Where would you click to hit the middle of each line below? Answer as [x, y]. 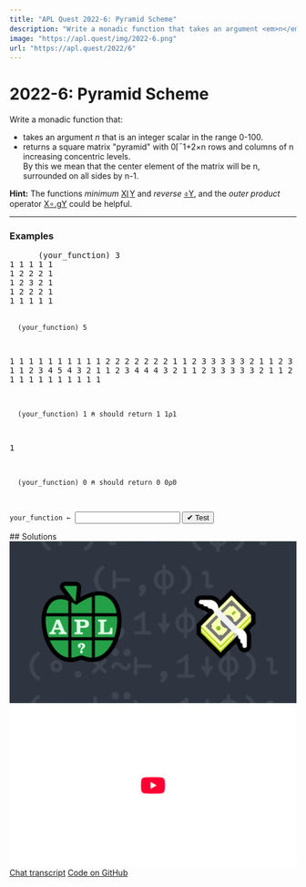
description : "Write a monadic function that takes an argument [134, 29]
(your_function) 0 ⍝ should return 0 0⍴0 [97, 483]
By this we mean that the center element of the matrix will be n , [141, 166]
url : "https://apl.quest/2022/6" [73, 48]
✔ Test [198, 518]
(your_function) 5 [53, 328]
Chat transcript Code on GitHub [69, 873]
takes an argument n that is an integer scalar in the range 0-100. [143, 138]
